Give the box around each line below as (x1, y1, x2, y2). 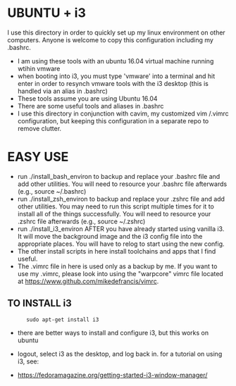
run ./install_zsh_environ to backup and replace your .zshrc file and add (17, 194, 225, 203)
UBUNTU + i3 (7, 5, 86, 21)
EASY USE (7, 149, 69, 165)
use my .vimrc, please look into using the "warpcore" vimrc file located (17, 269, 223, 278)
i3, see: (17, 357, 39, 366)
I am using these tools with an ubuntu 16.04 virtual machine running (17, 56, 214, 65)
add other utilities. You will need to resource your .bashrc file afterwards (17, 180, 228, 188)
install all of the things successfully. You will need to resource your (17, 209, 211, 218)
